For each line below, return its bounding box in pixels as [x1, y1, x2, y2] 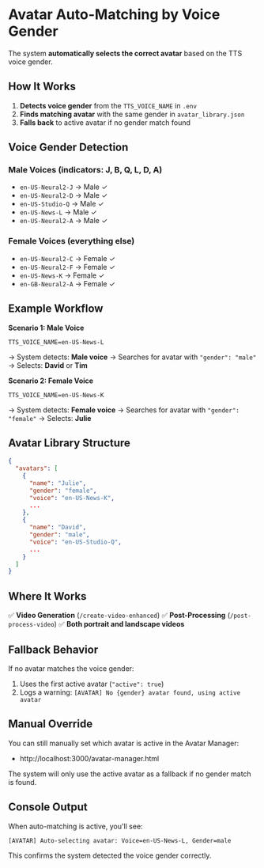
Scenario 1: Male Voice [8, 323, 85, 332]
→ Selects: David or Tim [8, 360, 89, 370]
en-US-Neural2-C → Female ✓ [19, 253, 116, 263]
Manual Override [8, 718, 93, 731]
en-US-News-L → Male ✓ [19, 207, 97, 217]
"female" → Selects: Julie [8, 413, 92, 423]
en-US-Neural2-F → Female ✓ [19, 262, 116, 271]
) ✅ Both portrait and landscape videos [54, 620, 185, 629]
